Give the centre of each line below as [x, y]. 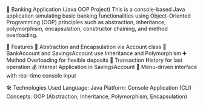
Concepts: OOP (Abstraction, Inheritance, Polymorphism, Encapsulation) [97, 96]
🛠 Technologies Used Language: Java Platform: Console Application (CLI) [99, 88]
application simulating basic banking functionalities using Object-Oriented [98, 16]
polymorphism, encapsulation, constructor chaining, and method [87, 28]
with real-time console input [42, 75]
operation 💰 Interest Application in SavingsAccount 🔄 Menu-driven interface [102, 67]
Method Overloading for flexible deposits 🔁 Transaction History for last [95, 60]
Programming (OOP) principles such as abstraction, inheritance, [86, 22]
